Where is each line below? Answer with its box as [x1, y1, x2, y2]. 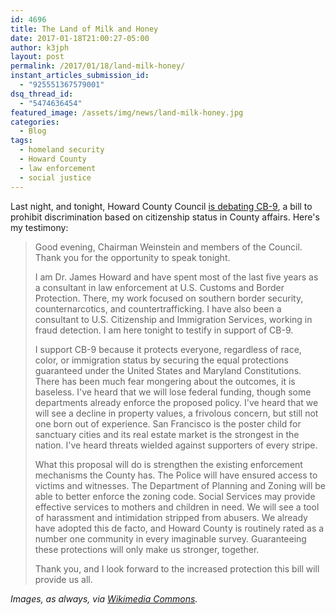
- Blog [19, 126, 47, 136]
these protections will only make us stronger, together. [34, 543, 260, 555]
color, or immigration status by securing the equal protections [34, 354, 289, 366]
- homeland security [19, 145, 105, 155]
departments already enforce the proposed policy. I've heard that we [34, 396, 319, 408]
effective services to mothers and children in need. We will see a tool [34, 501, 320, 513]
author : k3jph [10, 42, 70, 53]
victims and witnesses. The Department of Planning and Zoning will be [34, 479, 326, 491]
